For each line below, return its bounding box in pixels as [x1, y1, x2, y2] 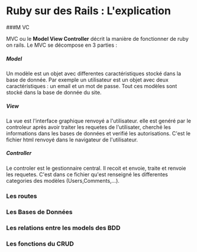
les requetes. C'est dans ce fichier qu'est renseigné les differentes [6, 170, 169, 178]
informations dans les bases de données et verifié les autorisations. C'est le [6, 130, 191, 137]
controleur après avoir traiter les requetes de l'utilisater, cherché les [6, 123, 172, 131]
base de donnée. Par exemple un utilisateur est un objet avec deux [6, 76, 169, 83]
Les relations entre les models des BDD [6, 224, 121, 232]
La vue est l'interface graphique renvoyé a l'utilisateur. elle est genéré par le [6, 117, 191, 124]
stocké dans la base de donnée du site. [6, 89, 102, 96]
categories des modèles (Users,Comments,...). [6, 177, 120, 184]
